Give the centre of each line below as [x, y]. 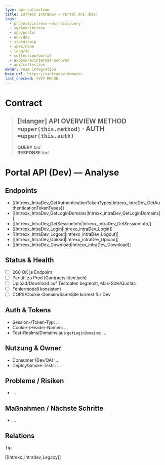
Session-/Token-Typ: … [36, 322]
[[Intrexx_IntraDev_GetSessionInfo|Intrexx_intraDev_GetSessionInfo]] [82, 223]
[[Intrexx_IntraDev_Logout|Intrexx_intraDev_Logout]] [65, 234]
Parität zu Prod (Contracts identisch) [49, 278]
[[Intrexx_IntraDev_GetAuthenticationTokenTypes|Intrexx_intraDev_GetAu [86, 203]
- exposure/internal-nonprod [40, 60]
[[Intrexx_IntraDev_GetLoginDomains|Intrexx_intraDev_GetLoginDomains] [86, 213]
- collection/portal [31, 56]
